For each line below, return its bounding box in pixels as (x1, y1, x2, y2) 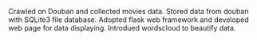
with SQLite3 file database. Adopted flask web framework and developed (8, 15, 249, 24)
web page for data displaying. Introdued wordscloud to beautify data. (8, 24, 236, 32)
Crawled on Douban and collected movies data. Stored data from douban (8, 7, 249, 16)
